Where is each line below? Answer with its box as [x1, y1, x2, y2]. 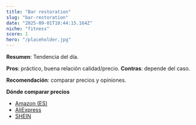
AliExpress [14, 106, 41, 113]
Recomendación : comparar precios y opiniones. [6, 76, 126, 84]
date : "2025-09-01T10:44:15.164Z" [6, 20, 93, 26]
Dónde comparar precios [6, 88, 70, 95]
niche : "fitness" [6, 25, 50, 32]
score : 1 [6, 31, 28, 37]
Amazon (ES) [14, 100, 48, 107]
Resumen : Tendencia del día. [6, 53, 79, 60]
